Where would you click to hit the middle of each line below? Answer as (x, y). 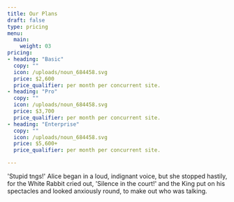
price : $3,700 (34, 111)
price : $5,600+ (36, 144)
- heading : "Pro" (32, 92)
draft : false (26, 20)
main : (22, 40)
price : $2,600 (34, 79)
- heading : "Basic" (36, 59)
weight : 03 (36, 46)
